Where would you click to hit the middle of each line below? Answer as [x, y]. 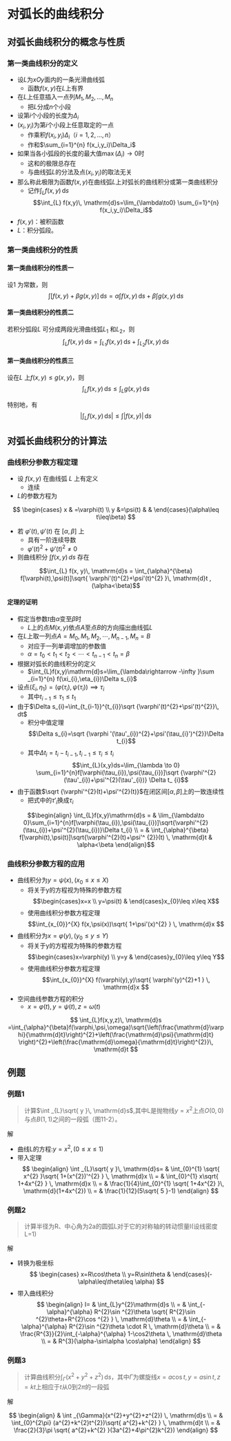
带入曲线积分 [35, 1293]
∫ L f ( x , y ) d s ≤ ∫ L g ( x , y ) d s [116, 389]
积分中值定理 [46, 723]
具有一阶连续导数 [52, 540]
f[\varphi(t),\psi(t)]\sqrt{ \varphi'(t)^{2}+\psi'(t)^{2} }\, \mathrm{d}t [114, 578]
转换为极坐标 [35, 1263]
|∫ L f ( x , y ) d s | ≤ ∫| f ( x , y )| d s [116, 417]
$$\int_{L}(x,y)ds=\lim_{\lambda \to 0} [126, 765]
